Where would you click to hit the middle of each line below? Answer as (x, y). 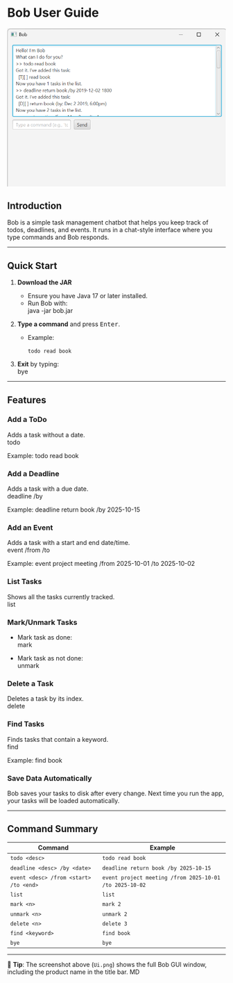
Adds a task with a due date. (48, 489)
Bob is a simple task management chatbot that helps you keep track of (108, 222)
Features (27, 400)
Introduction (35, 205)
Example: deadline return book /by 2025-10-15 (74, 510)
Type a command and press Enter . (68, 324)
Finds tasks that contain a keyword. (58, 739)
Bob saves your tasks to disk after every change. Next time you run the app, (115, 793)
